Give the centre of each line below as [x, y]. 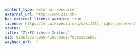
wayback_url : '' [22, 42]
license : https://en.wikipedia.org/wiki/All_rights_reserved [70, 24]
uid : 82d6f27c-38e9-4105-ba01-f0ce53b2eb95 [51, 38]
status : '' [16, 28]
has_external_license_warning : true [43, 19]
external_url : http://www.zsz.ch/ [41, 14]
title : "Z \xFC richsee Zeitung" [38, 33]
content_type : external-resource [40, 10]
